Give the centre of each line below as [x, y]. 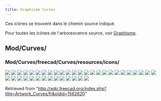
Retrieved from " [21, 89]
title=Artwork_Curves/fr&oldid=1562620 [45, 94]
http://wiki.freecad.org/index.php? [72, 89]
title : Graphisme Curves [30, 10]
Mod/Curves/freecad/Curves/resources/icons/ [62, 62]
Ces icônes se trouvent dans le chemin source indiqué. [60, 23]
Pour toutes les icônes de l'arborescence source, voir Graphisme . [71, 33]
